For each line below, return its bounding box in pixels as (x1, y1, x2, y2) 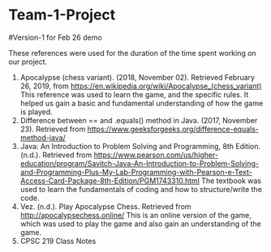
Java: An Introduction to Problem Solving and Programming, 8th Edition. (19, 141, 261, 151)
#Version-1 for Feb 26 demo (8, 32, 103, 42)
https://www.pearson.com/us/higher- (93, 150, 219, 160)
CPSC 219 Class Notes (19, 236, 97, 246)
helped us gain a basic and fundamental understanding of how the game (19, 98, 264, 108)
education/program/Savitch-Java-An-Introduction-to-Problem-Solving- (19, 158, 260, 168)
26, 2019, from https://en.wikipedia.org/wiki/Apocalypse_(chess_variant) (19, 81, 262, 91)
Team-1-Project (8, 6, 116, 24)
